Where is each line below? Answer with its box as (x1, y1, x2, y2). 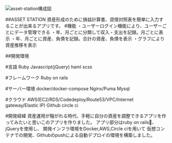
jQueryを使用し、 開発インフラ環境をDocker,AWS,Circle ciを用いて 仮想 (5, 126, 156, 132)
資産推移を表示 (5, 42, 37, 48)
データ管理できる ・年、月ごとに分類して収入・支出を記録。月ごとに (14, 29, 159, 35)
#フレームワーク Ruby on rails (5, 75, 68, 80)
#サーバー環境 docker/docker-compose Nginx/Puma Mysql (5, 86, 130, 92)
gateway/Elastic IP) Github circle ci (5, 103, 78, 108)
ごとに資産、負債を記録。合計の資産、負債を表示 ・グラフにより (29, 36, 165, 42)
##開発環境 (5, 53, 29, 59)
